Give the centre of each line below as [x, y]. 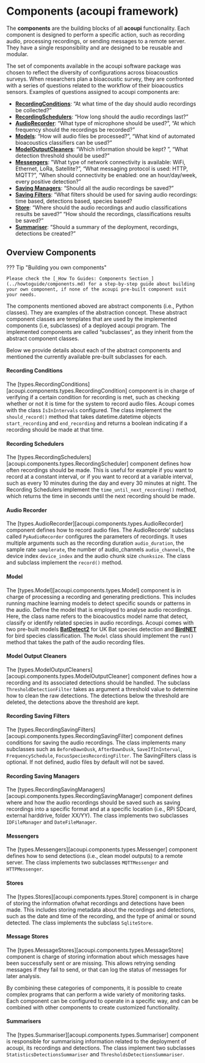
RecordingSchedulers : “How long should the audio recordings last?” [102, 117]
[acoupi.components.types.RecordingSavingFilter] [70, 736]
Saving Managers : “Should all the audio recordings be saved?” [94, 188]
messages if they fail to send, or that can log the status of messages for [97, 970]
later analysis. [24, 976]
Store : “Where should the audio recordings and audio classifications [101, 207]
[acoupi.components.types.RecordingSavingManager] [74, 796]
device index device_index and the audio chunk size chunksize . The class [99, 556]
